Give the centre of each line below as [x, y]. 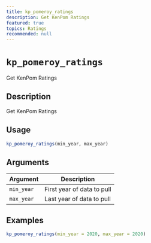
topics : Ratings [26, 28]
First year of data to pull [78, 189]
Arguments [28, 162]
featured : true [25, 23]
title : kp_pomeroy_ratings [40, 12]
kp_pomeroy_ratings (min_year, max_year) [58, 144]
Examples [25, 220]
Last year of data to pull [78, 199]
